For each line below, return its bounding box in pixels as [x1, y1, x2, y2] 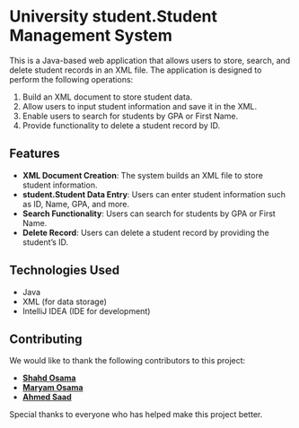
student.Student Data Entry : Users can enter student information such [22, 188, 286, 199]
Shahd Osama [22, 372, 76, 383]
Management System [9, 25, 173, 46]
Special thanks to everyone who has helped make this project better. [9, 409, 263, 420]
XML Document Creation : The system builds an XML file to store [22, 170, 263, 180]
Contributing [9, 331, 83, 346]
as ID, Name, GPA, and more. [22, 198, 130, 209]
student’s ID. [22, 236, 69, 248]
